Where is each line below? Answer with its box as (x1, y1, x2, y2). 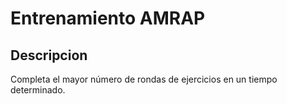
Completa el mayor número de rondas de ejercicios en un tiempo (10, 73, 278, 85)
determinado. (10, 84, 66, 96)
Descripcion (10, 47, 88, 64)
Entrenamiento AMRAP (10, 7, 206, 30)
